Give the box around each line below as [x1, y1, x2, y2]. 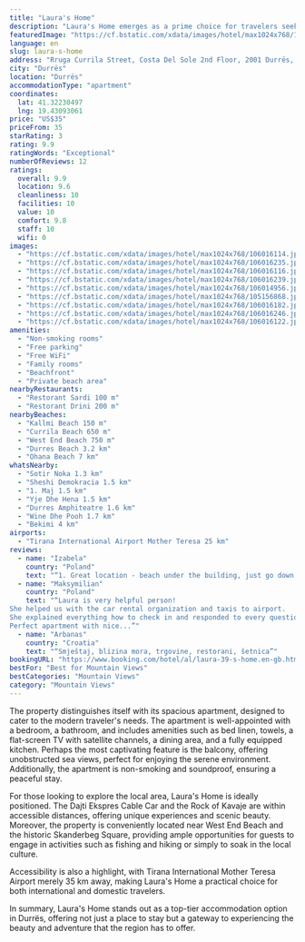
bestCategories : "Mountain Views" [9, 672, 141, 681]
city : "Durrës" [9, 64, 67, 74]
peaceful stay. [9, 773, 63, 784]
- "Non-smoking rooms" [17, 334, 103, 343]
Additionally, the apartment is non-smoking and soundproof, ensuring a [9, 763, 277, 774]
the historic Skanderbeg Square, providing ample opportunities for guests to [9, 828, 295, 840]
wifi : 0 [17, 233, 47, 242]
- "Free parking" [17, 342, 84, 352]
